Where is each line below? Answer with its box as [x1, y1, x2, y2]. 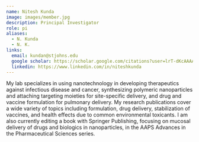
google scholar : [11, 58, 52, 64]
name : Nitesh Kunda [6, 8, 54, 15]
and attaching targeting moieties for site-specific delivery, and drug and [6, 92, 182, 99]
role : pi [6, 25, 28, 31]
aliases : [6, 31, 28, 37]
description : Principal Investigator [6, 20, 99, 25]
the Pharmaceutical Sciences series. [6, 130, 95, 137]
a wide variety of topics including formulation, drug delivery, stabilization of [6, 105, 191, 112]
